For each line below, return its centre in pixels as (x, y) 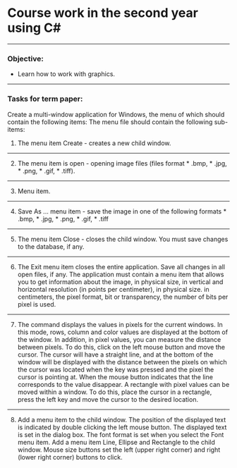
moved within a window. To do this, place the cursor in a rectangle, (115, 392)
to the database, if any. (51, 246)
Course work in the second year (103, 13)
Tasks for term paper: (45, 99)
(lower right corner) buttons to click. (70, 457)
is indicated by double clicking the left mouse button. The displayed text (122, 427)
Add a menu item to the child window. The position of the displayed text (122, 419)
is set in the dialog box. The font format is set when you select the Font (121, 434)
